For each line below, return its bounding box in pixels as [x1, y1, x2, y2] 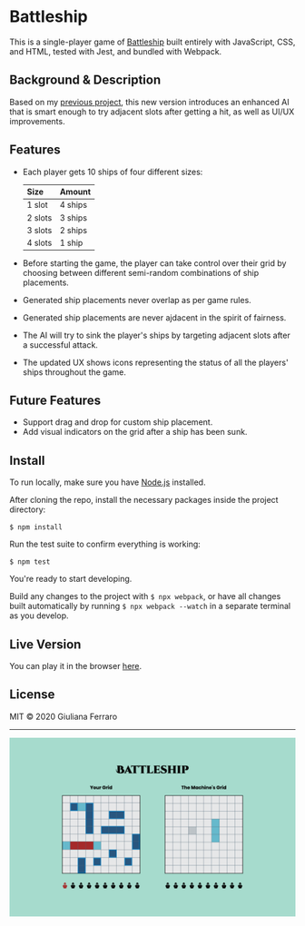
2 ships [59, 224, 88, 235]
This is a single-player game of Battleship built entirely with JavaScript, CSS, [9, 36, 296, 47]
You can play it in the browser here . [9, 661, 143, 671]
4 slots [26, 238, 53, 249]
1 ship [59, 238, 84, 249]
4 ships [59, 200, 88, 211]
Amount [59, 186, 92, 197]
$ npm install [9, 523, 64, 532]
